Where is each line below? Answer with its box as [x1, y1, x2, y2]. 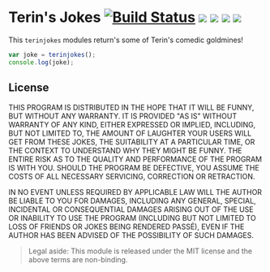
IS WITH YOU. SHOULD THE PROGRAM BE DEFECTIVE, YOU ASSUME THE [8, 162, 259, 172]
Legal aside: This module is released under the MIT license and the [28, 246, 253, 256]
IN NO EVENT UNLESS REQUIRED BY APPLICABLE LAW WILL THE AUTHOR [8, 187, 262, 196]
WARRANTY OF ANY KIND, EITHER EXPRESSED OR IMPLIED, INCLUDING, [8, 119, 256, 129]
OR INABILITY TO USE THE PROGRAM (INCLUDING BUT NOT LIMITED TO [8, 213, 257, 222]
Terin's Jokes [8, 8, 101, 27]
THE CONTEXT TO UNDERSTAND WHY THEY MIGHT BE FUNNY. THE [8, 145, 242, 155]
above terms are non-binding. [28, 254, 128, 264]
